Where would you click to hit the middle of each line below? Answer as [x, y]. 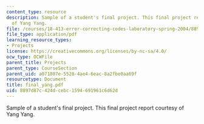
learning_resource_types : [39, 40]
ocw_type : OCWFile [29, 57]
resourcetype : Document [36, 79]
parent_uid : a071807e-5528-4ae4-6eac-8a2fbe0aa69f [72, 74]
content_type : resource [36, 12]
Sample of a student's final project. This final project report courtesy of [95, 108]
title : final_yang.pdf [35, 85]
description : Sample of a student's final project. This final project [99, 18]
